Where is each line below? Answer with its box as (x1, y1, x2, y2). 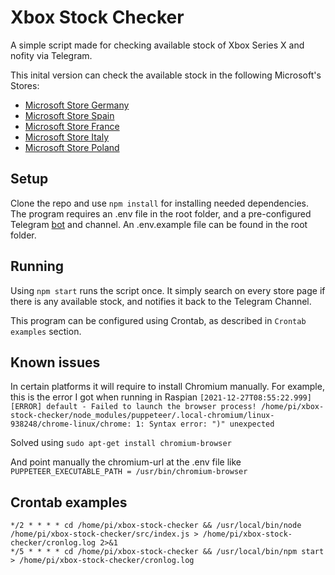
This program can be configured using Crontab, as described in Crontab (10, 314, 307, 326)
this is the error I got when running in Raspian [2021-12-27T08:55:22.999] (10, 391, 312, 403)
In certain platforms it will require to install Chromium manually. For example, (10, 381, 325, 393)
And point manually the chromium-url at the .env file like (10, 456, 242, 468)
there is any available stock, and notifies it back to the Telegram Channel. (10, 295, 312, 307)
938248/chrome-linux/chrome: (10, 419, 132, 430)
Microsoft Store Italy (24, 131, 110, 143)
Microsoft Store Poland (24, 141, 120, 153)
